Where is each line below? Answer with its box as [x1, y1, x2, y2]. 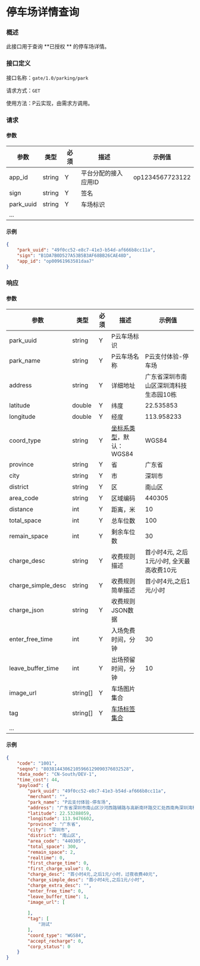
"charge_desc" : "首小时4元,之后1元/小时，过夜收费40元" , [27, 872, 158, 878]
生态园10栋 [145, 390, 177, 398]
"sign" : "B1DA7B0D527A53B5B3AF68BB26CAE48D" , [17, 252, 132, 259]
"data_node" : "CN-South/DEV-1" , [17, 771, 97, 777]
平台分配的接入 [80, 168, 123, 177]
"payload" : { [17, 783, 49, 789]
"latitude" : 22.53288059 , [27, 810, 92, 816]
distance [9, 505, 34, 513]
